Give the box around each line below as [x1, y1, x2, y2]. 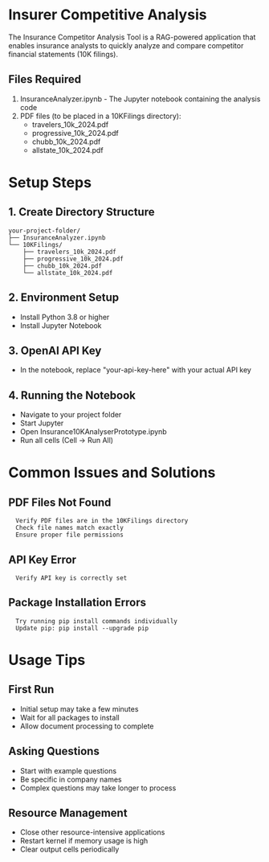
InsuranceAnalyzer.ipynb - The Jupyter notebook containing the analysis [19, 94, 261, 104]
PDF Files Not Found [8, 495, 112, 509]
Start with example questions [19, 766, 117, 775]
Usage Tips [8, 651, 86, 669]
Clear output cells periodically [19, 844, 120, 854]
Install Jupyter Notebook [19, 320, 102, 330]
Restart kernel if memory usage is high [19, 836, 149, 846]
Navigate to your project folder [19, 410, 122, 420]
